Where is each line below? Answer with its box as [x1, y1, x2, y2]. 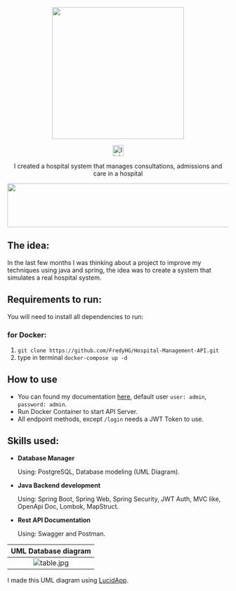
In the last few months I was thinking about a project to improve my [7, 258, 202, 266]
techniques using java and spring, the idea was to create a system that [7, 266, 212, 274]
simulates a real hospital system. [7, 273, 102, 282]
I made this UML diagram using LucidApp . [7, 576, 129, 584]
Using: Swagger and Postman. [17, 529, 105, 538]
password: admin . [17, 400, 67, 408]
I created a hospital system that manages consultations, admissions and [13, 162, 223, 170]
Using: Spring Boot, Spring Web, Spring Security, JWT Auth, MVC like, [17, 495, 221, 503]
